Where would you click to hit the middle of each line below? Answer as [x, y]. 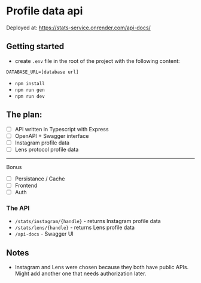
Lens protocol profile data [47, 149]
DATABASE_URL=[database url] [42, 72]
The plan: [24, 115]
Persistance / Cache [40, 179]
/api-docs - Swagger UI [44, 234]
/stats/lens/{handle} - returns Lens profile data [75, 228]
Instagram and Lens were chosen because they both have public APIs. [102, 267]
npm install [30, 83]
